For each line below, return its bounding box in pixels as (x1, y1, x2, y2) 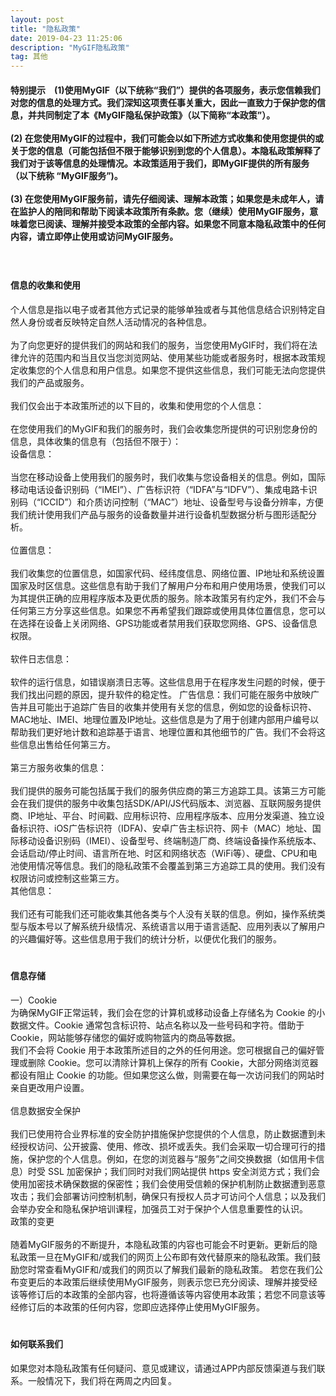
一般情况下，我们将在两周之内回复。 (27, 1374, 177, 1386)
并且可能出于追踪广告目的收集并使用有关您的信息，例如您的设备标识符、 (18, 701, 317, 713)
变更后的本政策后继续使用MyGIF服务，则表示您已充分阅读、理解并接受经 (18, 1276, 318, 1288)
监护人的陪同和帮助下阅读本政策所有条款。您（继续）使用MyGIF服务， (18, 205, 310, 217)
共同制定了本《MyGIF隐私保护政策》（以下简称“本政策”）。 (36, 109, 276, 121)
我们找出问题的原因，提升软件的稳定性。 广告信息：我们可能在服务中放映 (10, 688, 311, 700)
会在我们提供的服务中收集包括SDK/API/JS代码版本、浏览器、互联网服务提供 (10, 797, 322, 809)
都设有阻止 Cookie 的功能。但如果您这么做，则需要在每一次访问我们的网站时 (10, 1069, 325, 1081)
